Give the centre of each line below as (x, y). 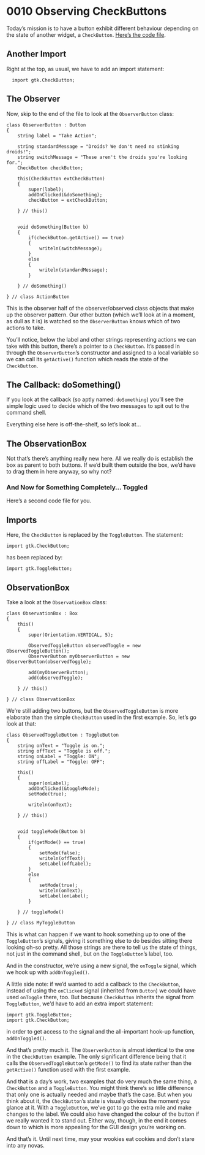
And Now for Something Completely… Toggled (77, 488)
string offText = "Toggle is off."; (64, 751)
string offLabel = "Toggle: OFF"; (61, 762)
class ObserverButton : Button (46, 125)
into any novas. (25, 1146)
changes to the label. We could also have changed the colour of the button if (103, 1114)
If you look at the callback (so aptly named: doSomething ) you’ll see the (95, 399)
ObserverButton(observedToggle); (49, 662)
